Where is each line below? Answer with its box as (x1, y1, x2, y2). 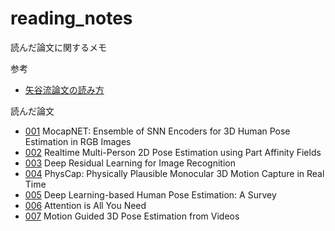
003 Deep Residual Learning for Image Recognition (24, 157, 236, 169)
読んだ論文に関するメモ (10, 41, 107, 53)
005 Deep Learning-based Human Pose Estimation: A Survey (24, 188, 277, 201)
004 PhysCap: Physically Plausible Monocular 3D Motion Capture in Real (24, 167, 325, 179)
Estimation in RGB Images (24, 135, 132, 147)
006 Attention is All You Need (24, 199, 147, 211)
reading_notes (10, 7, 133, 30)
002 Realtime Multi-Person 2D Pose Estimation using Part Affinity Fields (24, 146, 322, 158)
